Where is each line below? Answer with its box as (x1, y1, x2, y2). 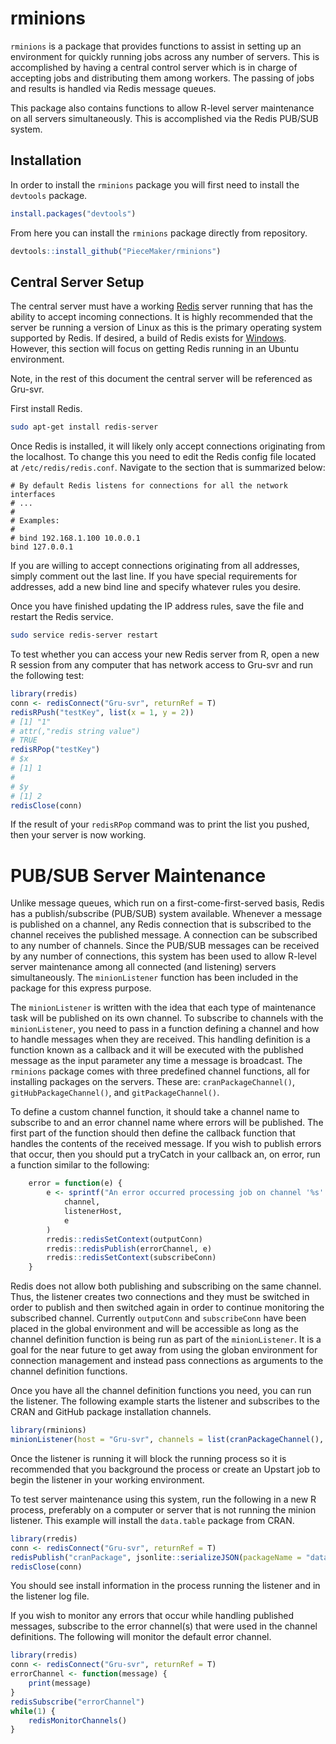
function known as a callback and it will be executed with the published (10, 1044, 304, 1056)
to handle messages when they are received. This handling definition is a (10, 1033, 311, 1046)
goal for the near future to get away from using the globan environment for (10, 1344, 318, 1356)
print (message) (28, 1678, 92, 1688)
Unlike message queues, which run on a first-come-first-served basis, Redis (10, 897, 325, 909)
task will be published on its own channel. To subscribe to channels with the (10, 1012, 324, 1024)
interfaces (10, 490, 56, 500)
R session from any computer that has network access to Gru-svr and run (10, 659, 314, 671)
